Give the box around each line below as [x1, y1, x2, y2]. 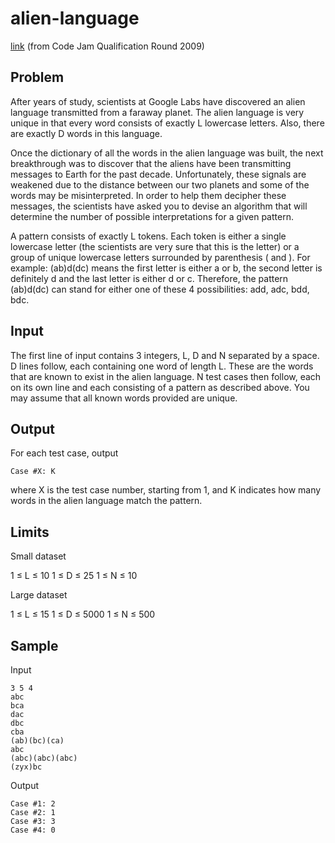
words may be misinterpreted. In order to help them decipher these [10, 189, 287, 201]
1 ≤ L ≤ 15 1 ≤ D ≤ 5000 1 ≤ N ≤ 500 [10, 608, 156, 621]
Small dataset [10, 550, 67, 562]
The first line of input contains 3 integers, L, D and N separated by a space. [10, 349, 320, 361]
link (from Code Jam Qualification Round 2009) [10, 40, 205, 52]
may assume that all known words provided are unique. [10, 392, 238, 404]
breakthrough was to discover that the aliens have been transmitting [10, 157, 292, 169]
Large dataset [10, 589, 68, 601]
